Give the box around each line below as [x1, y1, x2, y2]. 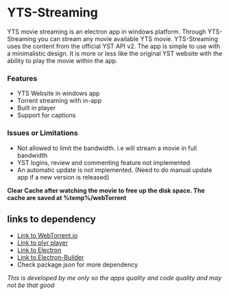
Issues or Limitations [7, 128, 78, 138]
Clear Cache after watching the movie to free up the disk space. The [7, 186, 206, 195]
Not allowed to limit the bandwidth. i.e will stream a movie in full [16, 144, 197, 152]
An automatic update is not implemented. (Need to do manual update [16, 166, 213, 174]
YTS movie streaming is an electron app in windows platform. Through [7, 27, 206, 36]
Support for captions [16, 111, 76, 119]
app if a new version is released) [16, 173, 110, 181]
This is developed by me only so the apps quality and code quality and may [7, 274, 221, 282]
